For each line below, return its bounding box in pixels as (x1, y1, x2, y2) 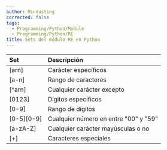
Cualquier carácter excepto (47, 85, 125, 94)
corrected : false (6, 14, 50, 20)
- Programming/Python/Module (11, 25, 84, 32)
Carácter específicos (47, 66, 107, 74)
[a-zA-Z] (9, 124, 37, 133)
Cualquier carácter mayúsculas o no (47, 124, 150, 133)
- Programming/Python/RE (11, 31, 74, 37)
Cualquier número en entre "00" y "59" (47, 115, 159, 123)
